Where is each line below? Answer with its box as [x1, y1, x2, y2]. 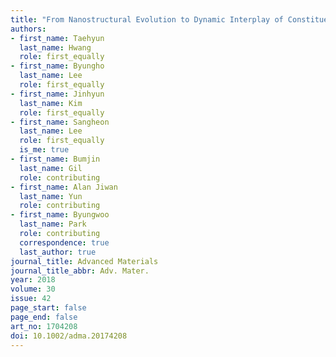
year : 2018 [10, 275, 56, 285]
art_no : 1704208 [10, 321, 78, 331]
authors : [10, 24, 47, 34]
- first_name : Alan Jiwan [10, 182, 118, 192]
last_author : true [19, 247, 97, 257]
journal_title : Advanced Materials [10, 256, 159, 266]
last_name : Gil [19, 163, 83, 173]
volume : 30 [10, 284, 56, 295]
